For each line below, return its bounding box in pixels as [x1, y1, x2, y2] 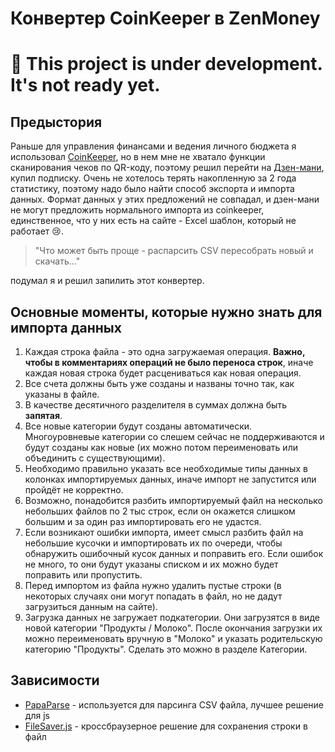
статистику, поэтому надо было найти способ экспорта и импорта [10, 183, 295, 195]
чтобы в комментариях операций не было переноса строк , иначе [24, 357, 314, 368]
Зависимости [10, 672, 100, 689]
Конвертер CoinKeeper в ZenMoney [10, 7, 321, 30]
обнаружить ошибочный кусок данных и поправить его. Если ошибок [24, 548, 324, 559]
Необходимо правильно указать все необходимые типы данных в [24, 463, 308, 474]
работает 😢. [10, 225, 64, 237]
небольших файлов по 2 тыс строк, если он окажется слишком [24, 505, 296, 517]
